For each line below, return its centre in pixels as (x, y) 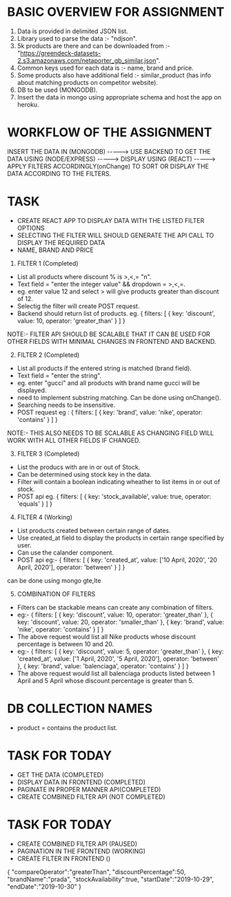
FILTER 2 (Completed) (48, 355)
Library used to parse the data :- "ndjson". (77, 38)
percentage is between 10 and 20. (66, 644)
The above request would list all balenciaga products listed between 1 (116, 673)
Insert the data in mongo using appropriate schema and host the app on (119, 97)
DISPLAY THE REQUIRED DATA (61, 242)
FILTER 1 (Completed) (48, 263)
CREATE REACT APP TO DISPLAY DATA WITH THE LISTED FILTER (111, 220)
